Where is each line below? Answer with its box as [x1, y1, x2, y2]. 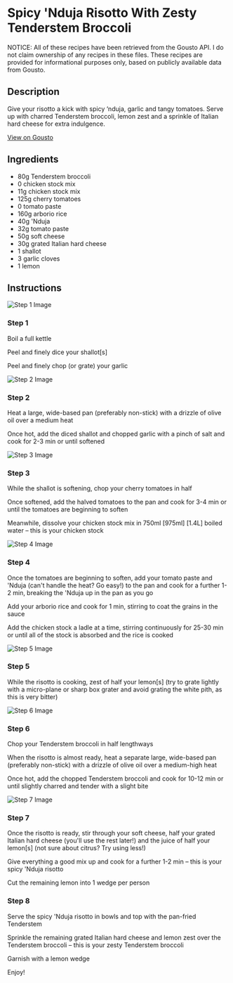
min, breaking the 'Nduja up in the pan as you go [13, 588, 154, 597]
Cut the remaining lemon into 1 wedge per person [7, 878, 150, 887]
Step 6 [7, 724, 30, 734]
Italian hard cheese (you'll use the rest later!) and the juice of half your [7, 836, 211, 845]
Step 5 [7, 662, 30, 672]
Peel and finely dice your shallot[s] [7, 348, 107, 356]
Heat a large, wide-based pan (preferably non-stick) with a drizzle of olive [7, 408, 222, 417]
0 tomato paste [17, 202, 62, 210]
